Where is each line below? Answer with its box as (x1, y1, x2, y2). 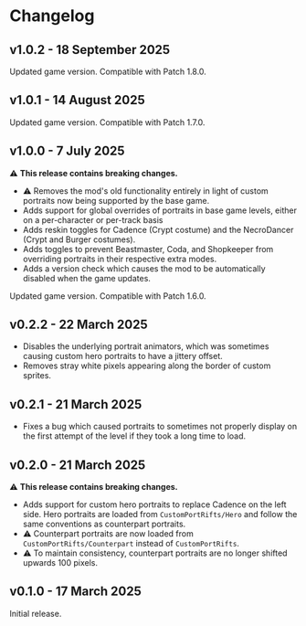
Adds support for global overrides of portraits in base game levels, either (22, 205, 297, 216)
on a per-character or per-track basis (22, 214, 164, 225)
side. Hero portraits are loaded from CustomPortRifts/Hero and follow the (22, 509, 298, 520)
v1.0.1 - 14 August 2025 (9, 92, 145, 108)
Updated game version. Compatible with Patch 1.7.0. (9, 116, 206, 128)
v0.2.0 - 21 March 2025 (9, 457, 146, 472)
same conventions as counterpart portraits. (22, 518, 186, 530)
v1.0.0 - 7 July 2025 (9, 143, 125, 159)
